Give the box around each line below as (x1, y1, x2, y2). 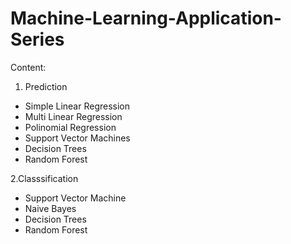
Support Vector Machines (24, 132, 131, 144)
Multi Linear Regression (24, 110, 123, 122)
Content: (10, 61, 47, 73)
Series (10, 28, 65, 51)
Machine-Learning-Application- (10, 7, 282, 30)
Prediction (24, 80, 68, 92)
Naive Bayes (24, 202, 77, 214)
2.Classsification (10, 172, 79, 184)
